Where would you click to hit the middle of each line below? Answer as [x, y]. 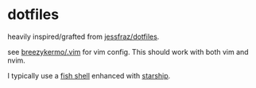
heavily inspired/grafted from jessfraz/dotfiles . [83, 36]
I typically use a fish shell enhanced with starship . [89, 75]
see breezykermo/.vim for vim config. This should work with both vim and [128, 52]
